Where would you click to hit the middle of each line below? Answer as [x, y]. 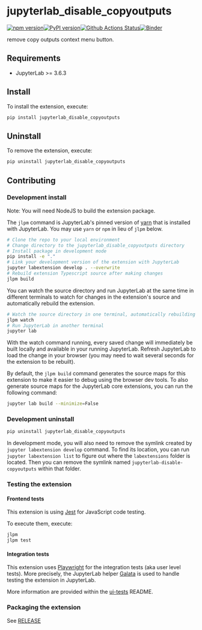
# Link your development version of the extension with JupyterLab [93, 262]
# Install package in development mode [57, 251]
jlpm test [19, 540]
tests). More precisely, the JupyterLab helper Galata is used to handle [93, 574]
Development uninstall [41, 419]
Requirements [34, 58]
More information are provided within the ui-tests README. [80, 592]
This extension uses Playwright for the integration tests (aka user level [94, 567]
